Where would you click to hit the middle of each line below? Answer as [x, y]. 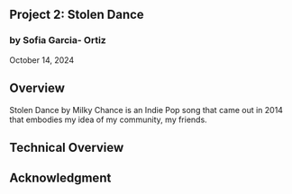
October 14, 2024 [42, 60]
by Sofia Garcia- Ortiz [58, 40]
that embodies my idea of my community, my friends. [108, 119]
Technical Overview [67, 147]
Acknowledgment [60, 178]
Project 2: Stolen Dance [77, 15]
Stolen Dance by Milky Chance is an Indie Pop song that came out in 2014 [146, 110]
